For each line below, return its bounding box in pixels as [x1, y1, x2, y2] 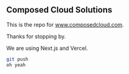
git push [6, 56, 29, 62]
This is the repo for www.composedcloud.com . [6, 21, 124, 28]
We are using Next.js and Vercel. [6, 44, 88, 52]
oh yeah [6, 62, 26, 68]
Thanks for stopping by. [6, 33, 66, 40]
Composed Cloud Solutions [6, 5, 113, 15]
